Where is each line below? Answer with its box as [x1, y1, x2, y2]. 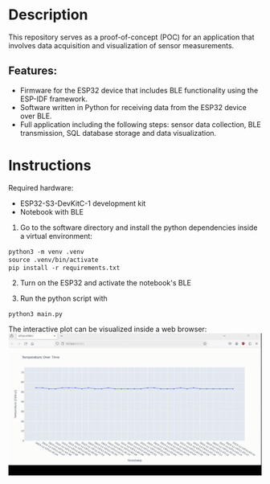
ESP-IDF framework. [19, 94, 88, 104]
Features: [8, 64, 58, 78]
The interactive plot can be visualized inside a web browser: [8, 324, 207, 334]
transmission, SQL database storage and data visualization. [19, 128, 217, 137]
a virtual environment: [19, 231, 92, 240]
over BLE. [19, 111, 52, 121]
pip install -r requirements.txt [8, 264, 121, 272]
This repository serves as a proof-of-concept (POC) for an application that [8, 32, 255, 42]
